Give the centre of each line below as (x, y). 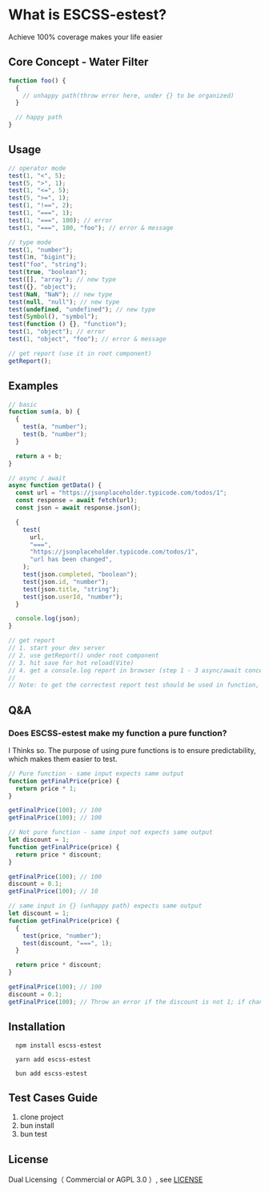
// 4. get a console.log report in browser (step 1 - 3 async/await (125, 670)
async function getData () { (55, 485)
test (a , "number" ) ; (55, 427)
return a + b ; (39, 456)
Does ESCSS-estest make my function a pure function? (118, 733)
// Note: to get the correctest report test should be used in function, (134, 685)
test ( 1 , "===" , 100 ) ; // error (60, 220)
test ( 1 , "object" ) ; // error (57, 332)
